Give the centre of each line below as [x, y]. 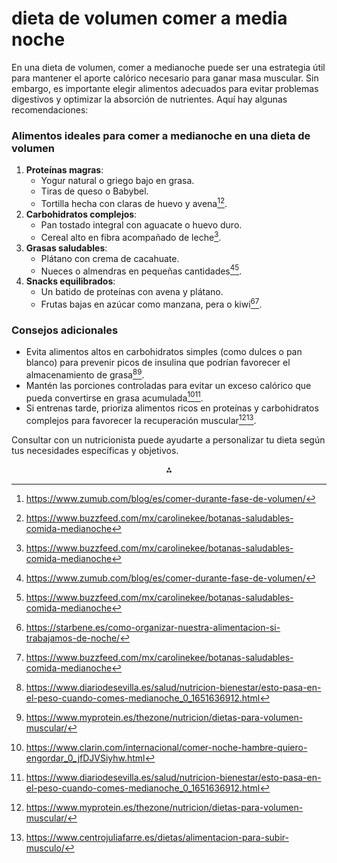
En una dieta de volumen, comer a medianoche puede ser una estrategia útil [168, 67]
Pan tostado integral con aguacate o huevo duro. [141, 224]
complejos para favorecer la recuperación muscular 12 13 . [141, 420]
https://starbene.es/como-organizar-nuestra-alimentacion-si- [153, 628]
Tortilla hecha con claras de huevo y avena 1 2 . [134, 202]
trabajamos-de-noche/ [73, 638]
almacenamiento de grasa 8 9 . [85, 374]
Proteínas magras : [64, 170]
